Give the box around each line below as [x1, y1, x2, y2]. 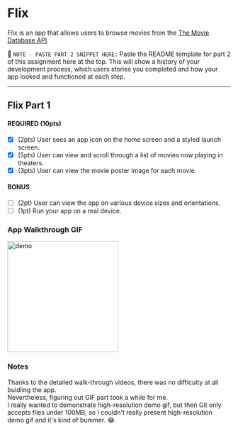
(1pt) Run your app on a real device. [17, 206, 122, 215]
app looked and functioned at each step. [7, 72, 126, 81]
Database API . [7, 35, 49, 44]
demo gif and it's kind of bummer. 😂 [7, 415, 115, 424]
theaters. [17, 158, 45, 167]
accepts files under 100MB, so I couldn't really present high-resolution [7, 408, 212, 416]
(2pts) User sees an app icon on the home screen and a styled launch [17, 135, 222, 143]
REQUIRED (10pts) [7, 119, 62, 128]
